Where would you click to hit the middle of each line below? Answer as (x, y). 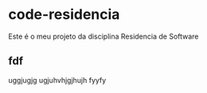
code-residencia (64, 15)
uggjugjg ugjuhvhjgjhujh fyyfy (57, 80)
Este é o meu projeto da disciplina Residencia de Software (103, 36)
